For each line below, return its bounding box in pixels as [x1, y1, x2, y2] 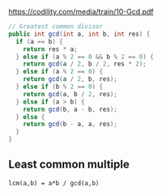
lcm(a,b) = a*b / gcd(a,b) [8, 179, 100, 187]
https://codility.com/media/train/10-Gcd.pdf [8, 7, 154, 16]
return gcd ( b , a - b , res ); [23, 105, 117, 113]
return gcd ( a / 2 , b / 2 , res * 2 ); [23, 60, 147, 68]
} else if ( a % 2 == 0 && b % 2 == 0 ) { [15, 53, 154, 61]
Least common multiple [8, 158, 130, 172]
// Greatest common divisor [8, 23, 104, 31]
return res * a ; [23, 45, 79, 53]
